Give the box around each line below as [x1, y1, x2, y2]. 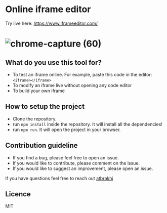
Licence [5, 190, 31, 198]
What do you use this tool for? [5, 58, 102, 67]
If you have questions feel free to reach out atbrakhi [5, 175, 113, 181]
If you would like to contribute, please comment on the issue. [12, 160, 140, 166]
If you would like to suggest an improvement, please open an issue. [12, 165, 153, 172]
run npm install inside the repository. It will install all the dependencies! [12, 121, 163, 127]
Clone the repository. [12, 115, 57, 122]
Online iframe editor [5, 4, 91, 15]
